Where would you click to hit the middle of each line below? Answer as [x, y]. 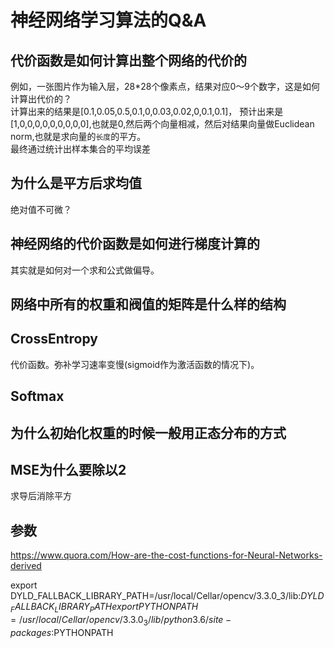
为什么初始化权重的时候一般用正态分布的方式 [148, 432]
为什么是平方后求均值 [76, 183]
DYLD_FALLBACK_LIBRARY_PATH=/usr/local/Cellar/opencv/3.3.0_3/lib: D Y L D [167, 596]
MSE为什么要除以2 [68, 470]
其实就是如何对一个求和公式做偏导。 [85, 270]
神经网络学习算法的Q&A [108, 20]
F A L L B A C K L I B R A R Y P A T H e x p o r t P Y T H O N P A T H [104, 608]
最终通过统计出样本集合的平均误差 [80, 149]
